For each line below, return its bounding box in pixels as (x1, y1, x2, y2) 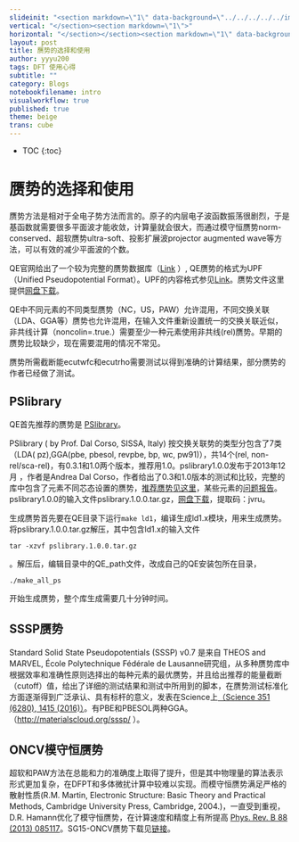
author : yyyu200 (9, 54, 69, 63)
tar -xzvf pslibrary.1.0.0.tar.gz (9, 541, 138, 550)
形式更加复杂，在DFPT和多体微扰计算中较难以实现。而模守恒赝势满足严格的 (9, 779, 287, 789)
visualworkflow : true (9, 95, 90, 105)
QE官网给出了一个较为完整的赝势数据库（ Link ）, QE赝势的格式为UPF (9, 262, 263, 273)
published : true (9, 104, 69, 113)
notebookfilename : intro (9, 87, 101, 96)
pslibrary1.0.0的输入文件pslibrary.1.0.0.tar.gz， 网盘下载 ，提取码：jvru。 (9, 493, 271, 504)
